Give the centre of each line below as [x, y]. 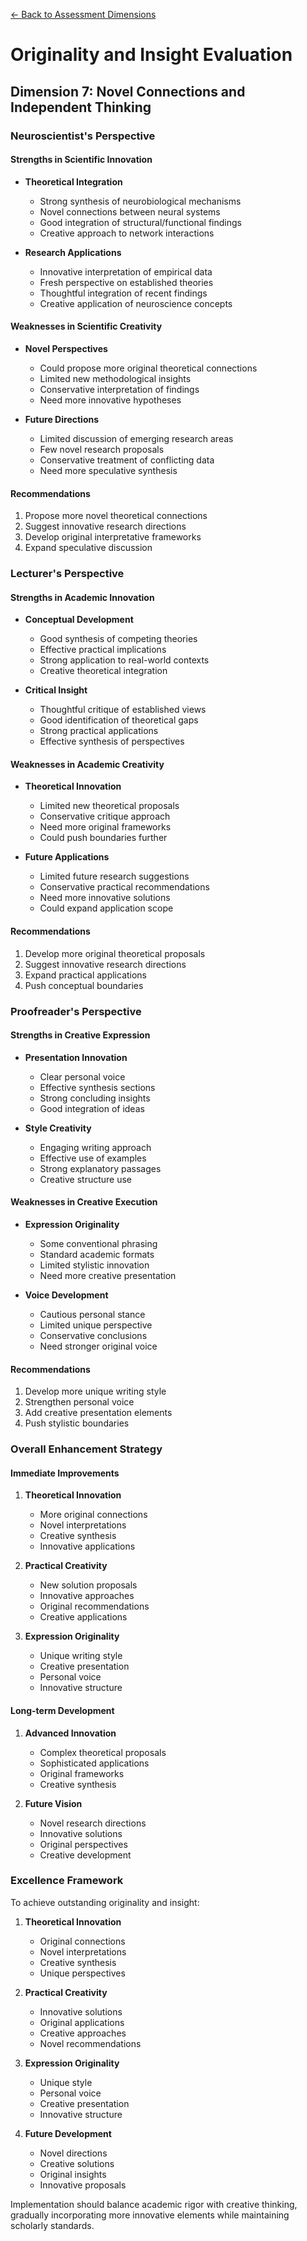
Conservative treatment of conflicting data [127, 460]
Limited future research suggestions [114, 876]
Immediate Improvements [65, 1473]
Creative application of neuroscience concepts [136, 303]
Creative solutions [77, 2163]
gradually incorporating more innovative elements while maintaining [150, 2215]
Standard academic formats [97, 1254]
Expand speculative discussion [88, 548]
